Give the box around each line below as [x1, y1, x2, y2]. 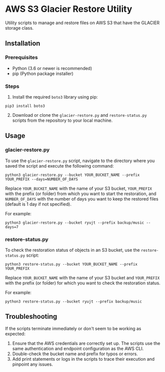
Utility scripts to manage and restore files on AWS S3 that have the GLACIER [5, 20, 160, 26]
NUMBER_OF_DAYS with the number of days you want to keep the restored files [5, 196, 159, 202]
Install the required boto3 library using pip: [12, 94, 98, 100]
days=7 [5, 224, 19, 230]
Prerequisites [5, 54, 38, 61]
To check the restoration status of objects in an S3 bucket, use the [5, 247, 140, 253]
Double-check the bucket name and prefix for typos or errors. [12, 351, 138, 357]
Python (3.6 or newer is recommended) [12, 65, 93, 71]
